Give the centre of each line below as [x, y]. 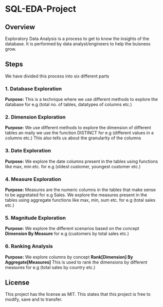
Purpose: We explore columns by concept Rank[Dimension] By [69, 257]
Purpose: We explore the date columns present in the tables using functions [81, 161]
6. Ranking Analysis [29, 246]
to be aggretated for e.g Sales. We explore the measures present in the [76, 195]
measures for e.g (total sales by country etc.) [50, 267]
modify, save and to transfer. [34, 299]
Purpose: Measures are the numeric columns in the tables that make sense [81, 190]
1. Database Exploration [34, 89]
